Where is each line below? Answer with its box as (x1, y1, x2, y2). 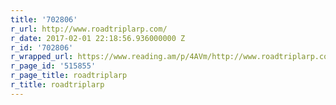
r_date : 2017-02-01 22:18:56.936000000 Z (10, 33, 186, 43)
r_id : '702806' (10, 42, 74, 53)
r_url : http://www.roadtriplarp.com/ (10, 24, 168, 34)
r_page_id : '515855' (10, 61, 97, 71)
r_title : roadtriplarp (10, 80, 105, 90)
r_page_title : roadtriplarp (10, 71, 128, 81)
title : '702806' (10, 14, 78, 25)
